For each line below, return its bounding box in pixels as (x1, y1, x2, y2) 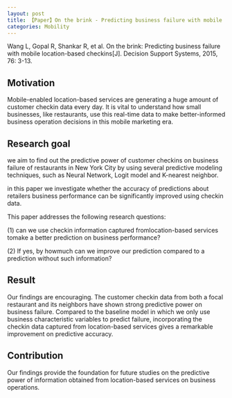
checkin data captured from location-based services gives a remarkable (7, 322, 213, 331)
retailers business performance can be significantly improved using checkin (7, 192, 224, 200)
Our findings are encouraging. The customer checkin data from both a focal (7, 292, 224, 301)
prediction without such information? (7, 254, 112, 263)
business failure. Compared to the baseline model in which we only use (7, 307, 211, 316)
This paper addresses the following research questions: (7, 213, 166, 221)
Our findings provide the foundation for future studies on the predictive (7, 368, 210, 376)
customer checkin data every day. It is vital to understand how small (7, 103, 202, 111)
